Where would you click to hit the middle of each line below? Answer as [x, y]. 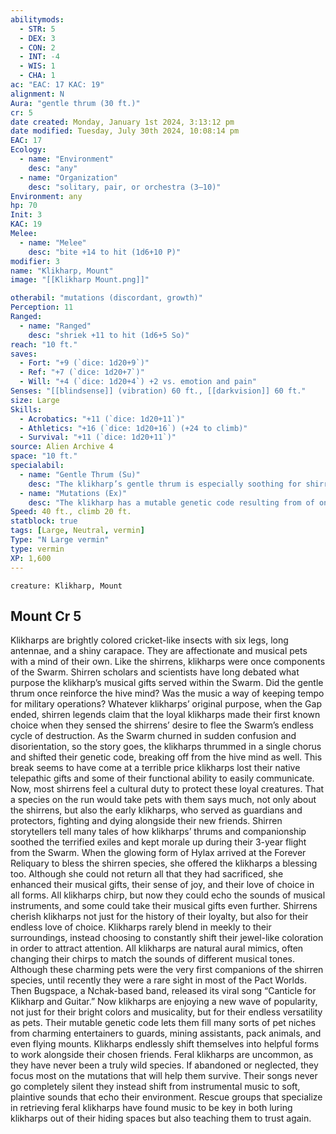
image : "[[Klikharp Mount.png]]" [80, 280]
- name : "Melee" [53, 242]
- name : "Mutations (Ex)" [73, 493]
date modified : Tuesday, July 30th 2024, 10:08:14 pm [125, 131]
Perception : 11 [42, 307]
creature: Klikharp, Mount [66, 586]
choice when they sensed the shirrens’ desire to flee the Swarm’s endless [162, 725]
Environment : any [46, 196]
